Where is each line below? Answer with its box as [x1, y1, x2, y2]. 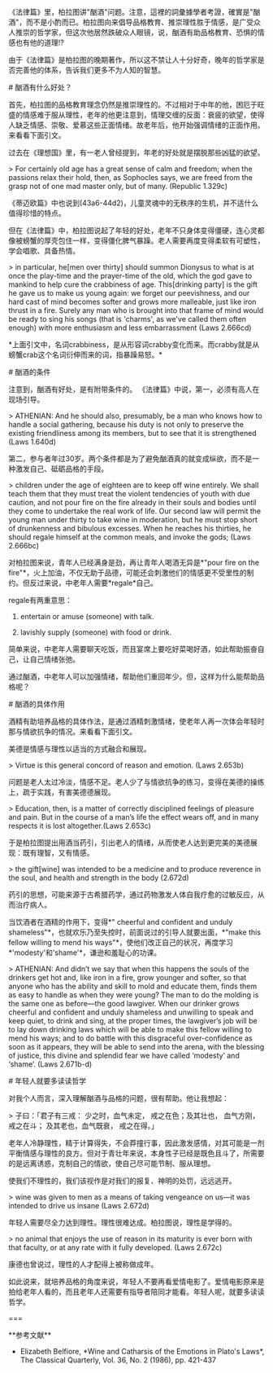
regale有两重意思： [8, 596, 73, 605]
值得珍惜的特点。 [8, 209, 66, 218]
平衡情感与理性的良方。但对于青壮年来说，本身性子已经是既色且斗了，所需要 [8, 1148, 265, 1158]
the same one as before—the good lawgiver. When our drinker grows [8, 999, 240, 1008]
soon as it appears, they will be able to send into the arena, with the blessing [8, 1042, 265, 1051]
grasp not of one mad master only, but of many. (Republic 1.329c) [8, 182, 228, 191]
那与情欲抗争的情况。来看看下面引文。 [8, 727, 136, 736]
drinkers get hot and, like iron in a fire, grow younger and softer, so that [8, 973, 247, 982]
